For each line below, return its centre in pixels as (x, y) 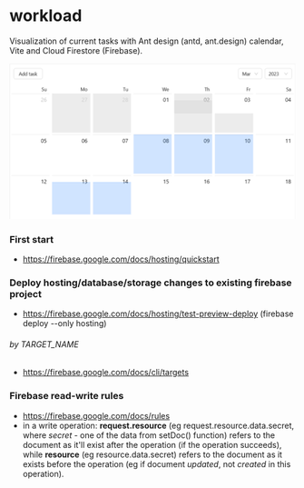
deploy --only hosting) (64, 324)
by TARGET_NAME (44, 344)
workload (46, 16)
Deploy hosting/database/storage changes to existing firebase (151, 283)
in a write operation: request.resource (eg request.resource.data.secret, (158, 425)
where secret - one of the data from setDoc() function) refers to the (148, 435)
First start (32, 239)
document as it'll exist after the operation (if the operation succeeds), (152, 444)
